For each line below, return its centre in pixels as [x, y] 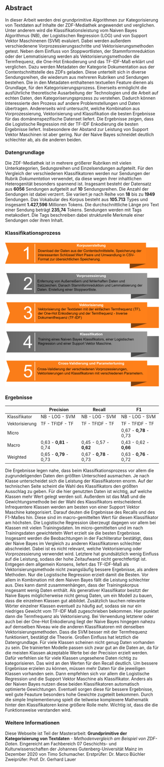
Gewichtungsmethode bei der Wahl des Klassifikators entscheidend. [74, 501]
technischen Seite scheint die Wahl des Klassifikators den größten [72, 486]
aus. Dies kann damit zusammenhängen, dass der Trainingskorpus [72, 585]
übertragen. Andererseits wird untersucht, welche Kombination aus [72, 108]
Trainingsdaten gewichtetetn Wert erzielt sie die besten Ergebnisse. [73, 533]
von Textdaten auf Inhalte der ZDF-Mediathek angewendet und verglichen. [80, 25]
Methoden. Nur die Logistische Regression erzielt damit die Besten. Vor [77, 574]
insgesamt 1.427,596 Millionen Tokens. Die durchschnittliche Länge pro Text [82, 205]
